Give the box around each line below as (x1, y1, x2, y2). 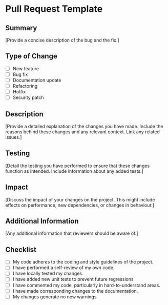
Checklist (5, 245, 37, 254)
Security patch (12, 94, 44, 100)
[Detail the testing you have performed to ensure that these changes (5, 162, 150, 169)
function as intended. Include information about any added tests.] (5, 168, 143, 174)
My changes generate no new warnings (12, 293, 97, 300)
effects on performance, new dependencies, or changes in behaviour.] (5, 202, 155, 208)
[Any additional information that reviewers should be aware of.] (5, 230, 138, 236)
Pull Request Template (5, 3, 103, 15)
